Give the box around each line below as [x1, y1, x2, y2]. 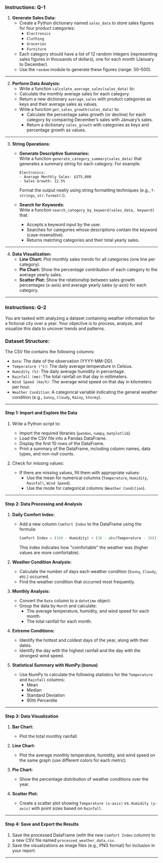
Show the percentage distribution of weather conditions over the [19, 776, 149, 782]
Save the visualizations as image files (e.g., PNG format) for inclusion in [12, 842, 155, 848]
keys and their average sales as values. [19, 101, 98, 107]
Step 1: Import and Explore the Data [5, 410, 78, 416]
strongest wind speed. [19, 653, 65, 659]
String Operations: [12, 141, 50, 147]
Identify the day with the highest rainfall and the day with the [19, 647, 141, 653]
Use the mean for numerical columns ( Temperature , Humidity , [26, 475, 148, 481]
